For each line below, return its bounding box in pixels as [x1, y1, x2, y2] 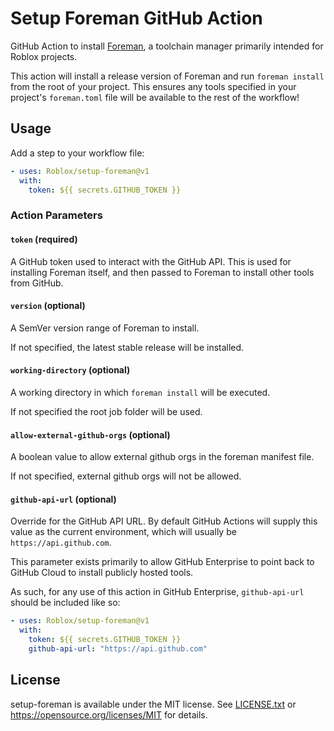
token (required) [10, 233, 78, 245]
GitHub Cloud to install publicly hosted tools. [10, 567, 194, 579]
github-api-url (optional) [10, 493, 117, 505]
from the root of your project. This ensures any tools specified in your [10, 80, 297, 92]
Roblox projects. [10, 50, 78, 62]
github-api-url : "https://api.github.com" [28, 643, 208, 654]
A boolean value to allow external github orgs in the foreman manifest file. [10, 451, 315, 463]
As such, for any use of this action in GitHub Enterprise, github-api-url [10, 586, 305, 598]
